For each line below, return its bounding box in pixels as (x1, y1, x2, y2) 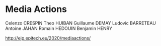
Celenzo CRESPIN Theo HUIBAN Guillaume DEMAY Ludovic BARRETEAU (5, 20, 156, 26)
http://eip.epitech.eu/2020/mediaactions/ (5, 35, 91, 41)
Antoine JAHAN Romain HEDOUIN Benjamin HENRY (5, 25, 112, 31)
